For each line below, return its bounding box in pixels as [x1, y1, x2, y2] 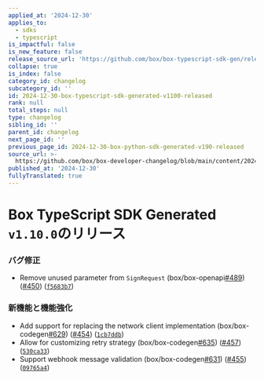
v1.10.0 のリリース [8, 225, 126, 243]
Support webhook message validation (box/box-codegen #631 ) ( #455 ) [19, 354, 247, 363]
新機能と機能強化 [8, 303, 73, 314]
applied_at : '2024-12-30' [8, 11, 93, 20]
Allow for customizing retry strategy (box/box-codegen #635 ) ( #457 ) [19, 337, 242, 347]
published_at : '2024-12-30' [8, 165, 101, 173]
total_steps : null [8, 107, 68, 115]
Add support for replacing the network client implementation [19, 321, 216, 330]
